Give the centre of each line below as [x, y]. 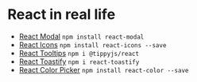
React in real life [62, 15]
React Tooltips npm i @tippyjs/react [79, 53]
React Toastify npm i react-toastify [79, 61]
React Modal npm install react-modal [81, 36]
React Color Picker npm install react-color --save [104, 69]
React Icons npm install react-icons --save [93, 44]
